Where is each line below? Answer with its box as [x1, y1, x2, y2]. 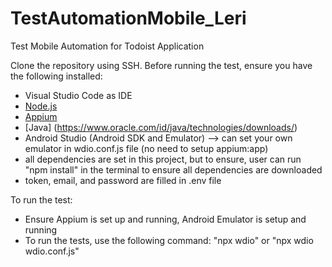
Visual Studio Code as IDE [24, 89, 133, 101]
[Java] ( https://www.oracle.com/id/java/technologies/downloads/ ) [24, 121, 298, 133]
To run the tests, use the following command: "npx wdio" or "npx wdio [24, 234, 314, 246]
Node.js [24, 100, 58, 112]
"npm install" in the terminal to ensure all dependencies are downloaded [24, 163, 323, 176]
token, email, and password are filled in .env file [24, 174, 222, 186]
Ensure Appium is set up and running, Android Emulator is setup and [24, 213, 307, 225]
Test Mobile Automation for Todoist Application [10, 40, 205, 52]
